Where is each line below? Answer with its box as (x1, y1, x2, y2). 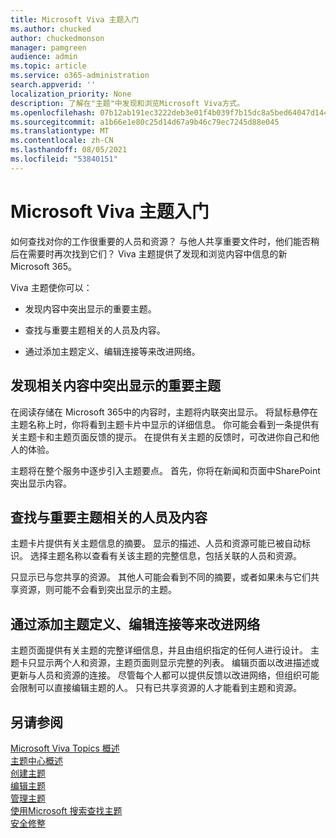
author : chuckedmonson (10, 33, 105, 43)
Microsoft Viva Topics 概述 (10, 742, 120, 754)
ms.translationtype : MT (10, 126, 110, 136)
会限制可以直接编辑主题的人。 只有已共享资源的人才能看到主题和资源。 (10, 682, 302, 694)
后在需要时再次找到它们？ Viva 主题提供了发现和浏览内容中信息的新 (10, 247, 288, 260)
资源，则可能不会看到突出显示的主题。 (18, 584, 177, 596)
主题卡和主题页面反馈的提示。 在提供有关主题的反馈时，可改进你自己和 (18, 431, 311, 443)
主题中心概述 (10, 754, 63, 766)
